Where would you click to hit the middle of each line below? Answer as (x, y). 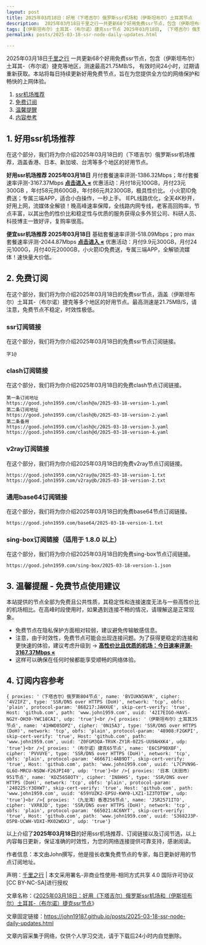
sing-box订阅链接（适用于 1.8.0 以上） (63, 539)
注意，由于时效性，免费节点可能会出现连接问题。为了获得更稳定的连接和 (106, 638)
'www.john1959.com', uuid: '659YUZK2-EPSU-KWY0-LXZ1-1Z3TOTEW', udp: (97, 793)
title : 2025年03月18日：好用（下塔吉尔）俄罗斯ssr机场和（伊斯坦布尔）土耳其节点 (100, 18)
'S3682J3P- (185, 816)
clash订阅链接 (27, 370)
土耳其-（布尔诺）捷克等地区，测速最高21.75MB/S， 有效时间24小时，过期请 (103, 66)
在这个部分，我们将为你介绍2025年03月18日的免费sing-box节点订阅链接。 (100, 554)
